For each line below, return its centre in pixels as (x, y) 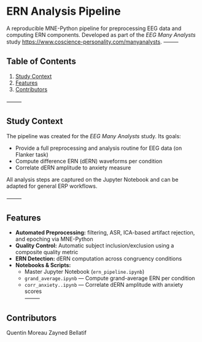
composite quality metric (47, 252)
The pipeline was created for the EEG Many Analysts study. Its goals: (94, 136)
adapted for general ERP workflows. (52, 186)
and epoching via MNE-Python (54, 239)
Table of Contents (41, 62)
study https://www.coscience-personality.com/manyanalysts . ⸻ (93, 42)
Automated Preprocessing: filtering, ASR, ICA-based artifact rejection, (105, 233)
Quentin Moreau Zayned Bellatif (47, 333)
